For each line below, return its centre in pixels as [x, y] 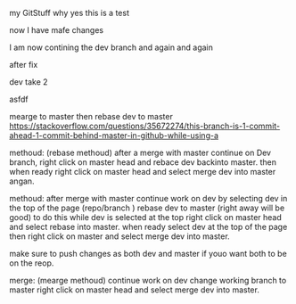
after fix [24, 65]
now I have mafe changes [57, 30]
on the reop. [32, 263]
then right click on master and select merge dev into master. [119, 236]
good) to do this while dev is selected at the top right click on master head [146, 217]
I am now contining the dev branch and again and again [111, 47]
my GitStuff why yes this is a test [69, 13]
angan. [22, 181]
